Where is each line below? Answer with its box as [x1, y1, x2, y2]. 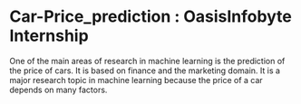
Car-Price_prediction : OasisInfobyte [9, 6, 292, 27]
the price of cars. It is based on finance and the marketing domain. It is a [9, 65, 281, 76]
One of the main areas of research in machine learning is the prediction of [9, 55, 286, 66]
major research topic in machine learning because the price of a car [9, 74, 263, 85]
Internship [9, 25, 89, 46]
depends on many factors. [9, 84, 108, 95]
